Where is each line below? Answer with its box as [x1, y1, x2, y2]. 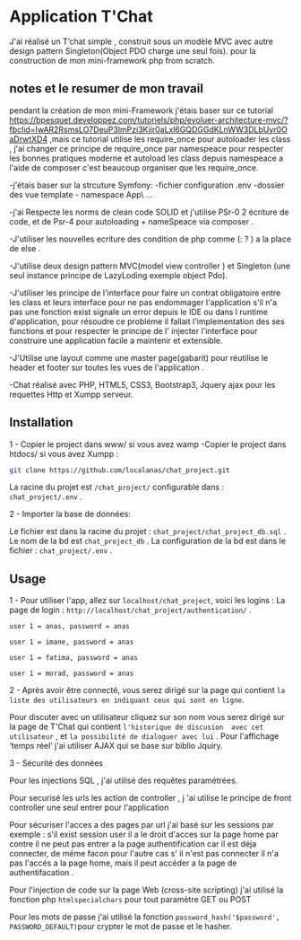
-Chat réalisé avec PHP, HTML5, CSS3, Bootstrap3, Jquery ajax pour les [9, 379, 276, 390]
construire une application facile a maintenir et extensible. [9, 335, 223, 346]
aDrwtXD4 [9, 133, 48, 145]
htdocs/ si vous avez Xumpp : [9, 448, 119, 459]
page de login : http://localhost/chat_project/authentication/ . [9, 604, 253, 616]
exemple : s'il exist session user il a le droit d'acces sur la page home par [9, 829, 279, 840]
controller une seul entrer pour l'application [9, 802, 169, 813]
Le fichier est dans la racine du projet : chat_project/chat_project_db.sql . [9, 526, 287, 537]
